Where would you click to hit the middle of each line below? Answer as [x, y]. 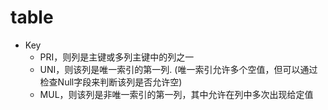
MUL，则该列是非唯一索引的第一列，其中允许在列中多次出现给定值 [176, 94]
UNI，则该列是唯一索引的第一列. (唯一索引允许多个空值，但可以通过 [178, 69]
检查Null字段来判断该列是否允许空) [111, 82]
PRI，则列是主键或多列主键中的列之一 [117, 57]
